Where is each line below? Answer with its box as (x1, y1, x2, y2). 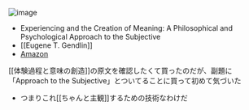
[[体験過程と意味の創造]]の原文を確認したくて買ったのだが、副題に (8, 66, 233, 75)
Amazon (20, 49, 49, 58)
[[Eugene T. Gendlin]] (20, 40, 94, 50)
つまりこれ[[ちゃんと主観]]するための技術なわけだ (20, 93, 189, 103)
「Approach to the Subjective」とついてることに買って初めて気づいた (8, 76, 242, 85)
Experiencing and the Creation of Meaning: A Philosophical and (20, 23, 234, 32)
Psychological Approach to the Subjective (20, 32, 161, 41)
